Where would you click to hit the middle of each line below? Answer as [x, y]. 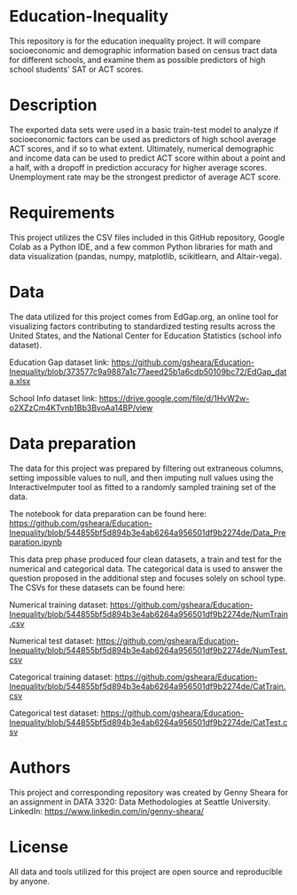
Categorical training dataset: [61, 677]
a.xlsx [20, 381]
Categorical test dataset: [54, 713]
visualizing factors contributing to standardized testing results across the [143, 326]
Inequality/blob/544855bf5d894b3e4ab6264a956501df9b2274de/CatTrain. [148, 686]
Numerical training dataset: [59, 605]
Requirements [62, 213]
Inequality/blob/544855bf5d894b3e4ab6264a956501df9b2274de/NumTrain [148, 614]
